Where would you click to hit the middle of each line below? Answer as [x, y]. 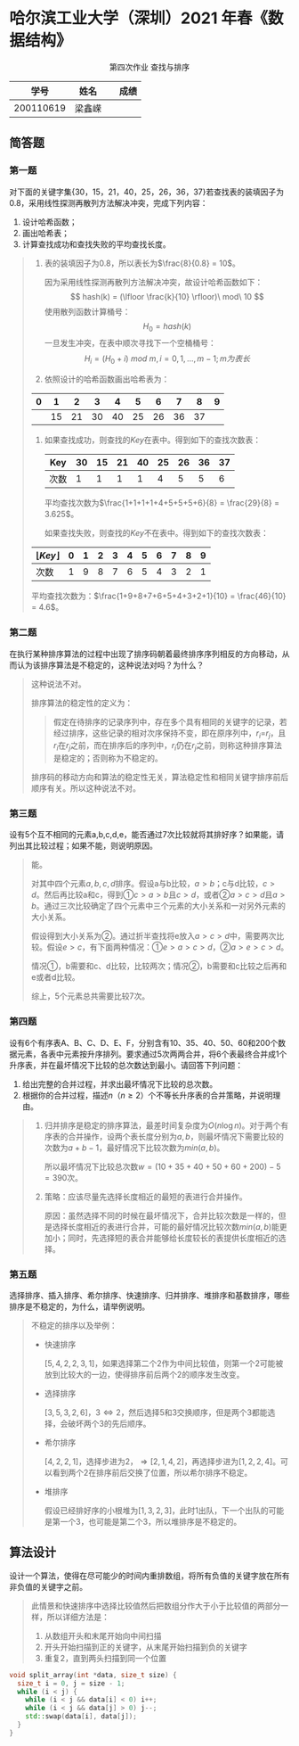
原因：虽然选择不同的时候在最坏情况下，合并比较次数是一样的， [161, 1215]
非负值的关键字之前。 [48, 1586]
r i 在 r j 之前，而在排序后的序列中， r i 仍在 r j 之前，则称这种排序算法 [168, 747]
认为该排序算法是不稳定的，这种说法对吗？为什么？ [110, 664]
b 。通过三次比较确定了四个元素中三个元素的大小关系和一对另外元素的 [158, 906]
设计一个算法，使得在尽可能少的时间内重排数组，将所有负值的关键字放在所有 [149, 1576]
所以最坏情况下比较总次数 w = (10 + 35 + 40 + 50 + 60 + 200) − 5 [162, 1166]
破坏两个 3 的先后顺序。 [109, 1424]
